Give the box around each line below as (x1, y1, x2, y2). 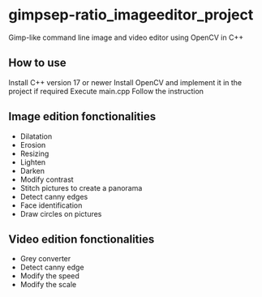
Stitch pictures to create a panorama (19, 183, 143, 192)
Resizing (19, 148, 49, 158)
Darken (19, 166, 45, 175)
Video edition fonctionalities (8, 232, 155, 246)
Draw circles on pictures (19, 209, 102, 218)
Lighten (19, 157, 46, 167)
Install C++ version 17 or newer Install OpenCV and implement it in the (8, 77, 243, 87)
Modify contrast (19, 174, 75, 184)
